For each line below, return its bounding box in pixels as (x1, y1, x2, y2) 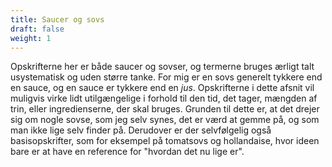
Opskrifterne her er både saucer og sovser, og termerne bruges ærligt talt (10, 61, 315, 73)
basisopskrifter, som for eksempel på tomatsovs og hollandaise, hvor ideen (10, 135, 320, 147)
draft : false (10, 24, 65, 34)
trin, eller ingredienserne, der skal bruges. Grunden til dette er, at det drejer (10, 103, 320, 115)
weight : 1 (10, 33, 52, 43)
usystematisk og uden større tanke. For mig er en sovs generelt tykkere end (10, 71, 323, 83)
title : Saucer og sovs (10, 14, 105, 25)
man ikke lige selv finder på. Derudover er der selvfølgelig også (10, 124, 272, 136)
